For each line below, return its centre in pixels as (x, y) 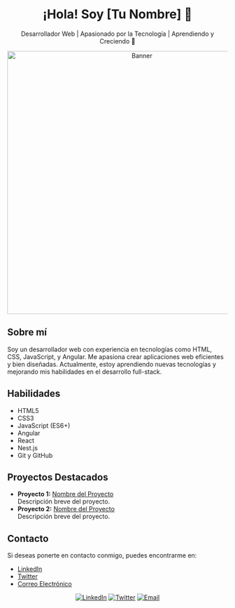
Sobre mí (27, 332)
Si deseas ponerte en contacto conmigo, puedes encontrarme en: (102, 555)
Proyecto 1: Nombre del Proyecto (65, 494)
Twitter (28, 576)
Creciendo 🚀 (117, 41)
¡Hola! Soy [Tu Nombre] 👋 (117, 14)
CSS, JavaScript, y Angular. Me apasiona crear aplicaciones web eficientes (115, 356)
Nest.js (28, 447)
